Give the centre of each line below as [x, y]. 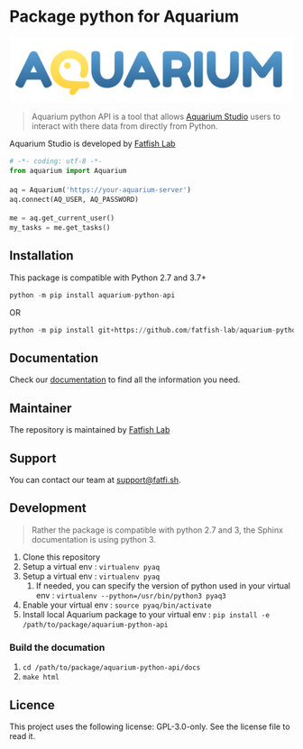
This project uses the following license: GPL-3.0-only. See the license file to [150, 726]
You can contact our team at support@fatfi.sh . [96, 480]
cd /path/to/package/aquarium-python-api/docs [111, 668]
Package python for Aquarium [124, 17]
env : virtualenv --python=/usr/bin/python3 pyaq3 [131, 595]
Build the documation [57, 647]
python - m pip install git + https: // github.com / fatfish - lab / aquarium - [143, 330]
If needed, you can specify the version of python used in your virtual [163, 585]
